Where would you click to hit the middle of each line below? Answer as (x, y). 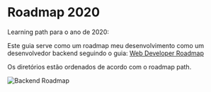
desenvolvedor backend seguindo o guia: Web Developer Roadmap (105, 53)
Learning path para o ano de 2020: (58, 32)
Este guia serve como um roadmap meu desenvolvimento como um (105, 45)
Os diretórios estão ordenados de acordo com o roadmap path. (99, 67)
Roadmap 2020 (54, 12)
